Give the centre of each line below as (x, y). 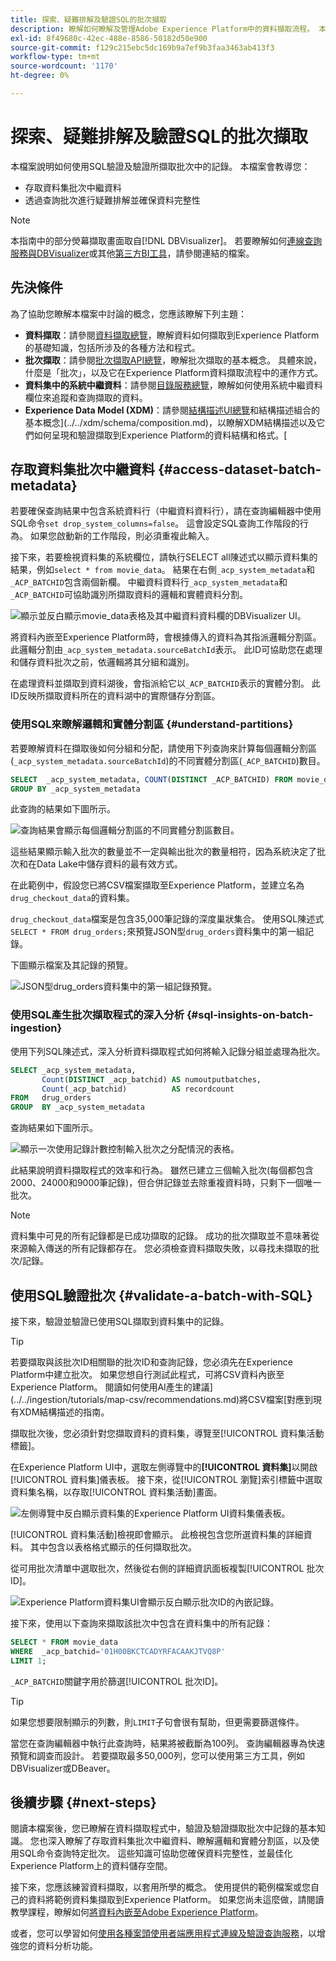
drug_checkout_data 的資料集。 (72, 898)
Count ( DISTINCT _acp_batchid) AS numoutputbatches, (151, 1079)
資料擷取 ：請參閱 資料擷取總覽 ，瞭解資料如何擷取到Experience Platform (172, 335)
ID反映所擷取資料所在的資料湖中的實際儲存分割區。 (115, 696)
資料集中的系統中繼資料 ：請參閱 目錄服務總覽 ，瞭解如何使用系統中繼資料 (173, 385)
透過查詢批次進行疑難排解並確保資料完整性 (112, 200)
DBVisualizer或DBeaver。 (63, 1768)
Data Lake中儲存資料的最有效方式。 (109, 864)
